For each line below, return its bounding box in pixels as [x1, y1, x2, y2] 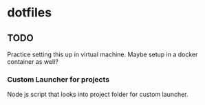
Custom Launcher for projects [7, 74, 110, 84]
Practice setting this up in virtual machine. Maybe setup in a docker [7, 50, 198, 58]
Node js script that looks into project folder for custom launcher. [7, 91, 188, 99]
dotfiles [7, 5, 52, 21]
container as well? [7, 58, 58, 66]
